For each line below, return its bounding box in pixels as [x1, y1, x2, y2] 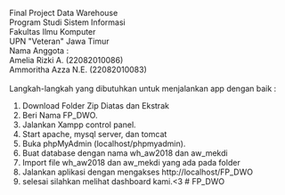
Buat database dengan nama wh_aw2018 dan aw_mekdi [21, 148, 229, 158]
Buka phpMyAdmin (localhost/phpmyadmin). [21, 138, 186, 149]
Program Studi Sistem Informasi [9, 17, 126, 28]
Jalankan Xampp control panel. [21, 119, 136, 130]
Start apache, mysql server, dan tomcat [21, 129, 167, 139]
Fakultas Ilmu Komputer [9, 27, 96, 37]
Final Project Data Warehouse [9, 8, 118, 18]
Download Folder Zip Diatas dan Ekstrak [21, 101, 169, 110]
